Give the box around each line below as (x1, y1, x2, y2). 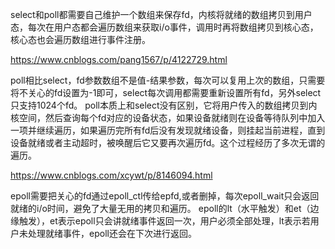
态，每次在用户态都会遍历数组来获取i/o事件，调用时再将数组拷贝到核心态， (10, 21, 319, 33)
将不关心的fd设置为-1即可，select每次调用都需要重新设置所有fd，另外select (10, 87, 322, 98)
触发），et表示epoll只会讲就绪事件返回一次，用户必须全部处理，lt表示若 (18, 215, 311, 227)
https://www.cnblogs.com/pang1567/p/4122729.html (10, 54, 228, 65)
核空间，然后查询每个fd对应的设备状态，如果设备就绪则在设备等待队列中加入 (10, 112, 326, 123)
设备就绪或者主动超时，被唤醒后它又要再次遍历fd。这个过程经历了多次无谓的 (10, 137, 326, 148)
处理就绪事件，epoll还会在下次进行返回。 (27, 228, 197, 239)
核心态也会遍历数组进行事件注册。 (10, 34, 151, 45)
